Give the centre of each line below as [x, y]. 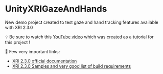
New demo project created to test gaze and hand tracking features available [82, 22]
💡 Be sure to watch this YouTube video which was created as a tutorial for [80, 37]
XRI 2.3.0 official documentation [45, 61]
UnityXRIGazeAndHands [56, 9]
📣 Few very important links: [33, 51]
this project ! [18, 42]
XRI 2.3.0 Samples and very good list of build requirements [71, 66]
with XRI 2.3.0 [19, 27]
